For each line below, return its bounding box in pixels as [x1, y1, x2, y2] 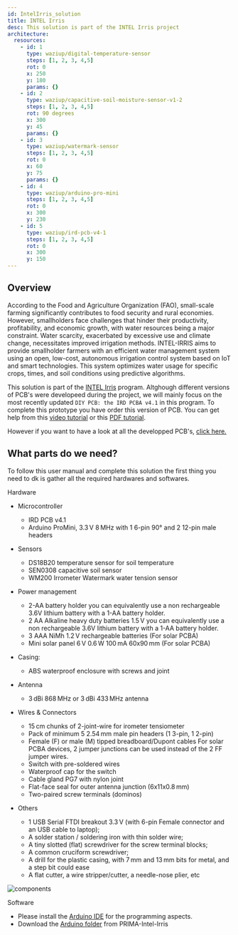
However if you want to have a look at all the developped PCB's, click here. [7, 427, 227, 435]
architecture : [7, 30, 50, 38]
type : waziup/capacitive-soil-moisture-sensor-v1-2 [26, 97, 183, 104]
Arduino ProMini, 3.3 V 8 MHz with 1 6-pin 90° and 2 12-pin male [28, 523, 217, 532]
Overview [7, 282, 52, 294]
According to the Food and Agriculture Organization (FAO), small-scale [7, 301, 215, 309]
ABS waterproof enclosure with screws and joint [28, 666, 170, 675]
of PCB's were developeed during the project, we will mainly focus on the [7, 390, 222, 399]
